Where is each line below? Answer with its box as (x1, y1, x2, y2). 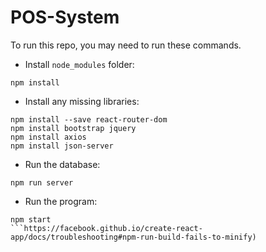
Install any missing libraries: (24, 95, 140, 107)
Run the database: (24, 158, 101, 170)
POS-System (10, 6, 120, 29)
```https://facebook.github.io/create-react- (10, 223, 203, 233)
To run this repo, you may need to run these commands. (10, 39, 242, 51)
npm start (10, 214, 52, 225)
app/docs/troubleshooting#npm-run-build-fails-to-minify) (10, 232, 257, 242)
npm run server (10, 177, 74, 188)
